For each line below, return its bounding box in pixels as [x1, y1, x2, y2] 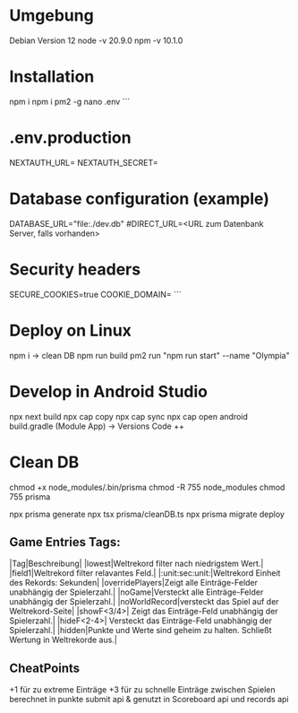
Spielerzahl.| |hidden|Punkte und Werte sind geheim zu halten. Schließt [9, 625, 272, 636]
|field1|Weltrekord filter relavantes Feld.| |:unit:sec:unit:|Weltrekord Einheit [9, 568, 281, 578]
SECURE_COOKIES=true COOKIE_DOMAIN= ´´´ [9, 289, 182, 300]
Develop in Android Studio [9, 381, 209, 402]
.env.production [9, 127, 132, 148]
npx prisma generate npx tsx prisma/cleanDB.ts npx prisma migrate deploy [9, 509, 285, 519]
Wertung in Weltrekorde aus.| [9, 634, 118, 646]
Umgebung [9, 5, 94, 26]
